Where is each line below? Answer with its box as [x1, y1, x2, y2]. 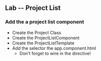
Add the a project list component [5, 19, 84, 25]
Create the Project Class [12, 29, 61, 36]
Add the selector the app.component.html [12, 45, 97, 51]
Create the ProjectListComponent [12, 35, 80, 41]
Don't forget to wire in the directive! [19, 50, 91, 56]
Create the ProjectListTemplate [12, 40, 75, 46]
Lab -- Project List [5, 4, 61, 12]
